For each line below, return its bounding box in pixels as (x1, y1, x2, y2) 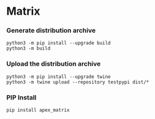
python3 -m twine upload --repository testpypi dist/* (6, 79, 149, 85)
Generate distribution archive (6, 26, 96, 35)
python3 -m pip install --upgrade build (6, 40, 112, 47)
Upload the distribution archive (6, 60, 101, 68)
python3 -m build (6, 45, 51, 52)
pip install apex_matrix (6, 107, 70, 113)
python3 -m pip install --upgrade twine (6, 74, 112, 80)
